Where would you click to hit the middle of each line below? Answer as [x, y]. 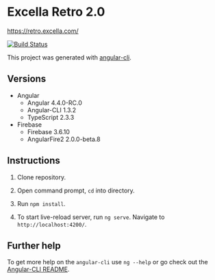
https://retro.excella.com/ [43, 31]
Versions [27, 79]
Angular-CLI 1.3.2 [52, 110]
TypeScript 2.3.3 [51, 117]
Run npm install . [41, 203]
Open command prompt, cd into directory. [76, 190]
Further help [34, 245]
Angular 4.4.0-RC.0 [54, 103]
